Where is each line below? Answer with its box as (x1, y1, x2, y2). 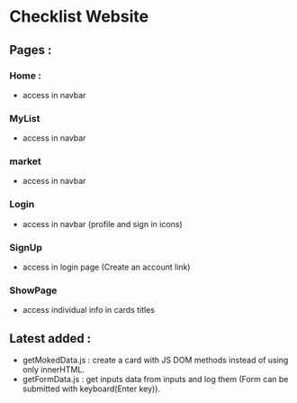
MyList (9, 112, 40, 124)
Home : (9, 69, 42, 82)
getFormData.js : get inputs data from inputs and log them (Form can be (22, 374, 289, 385)
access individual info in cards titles (22, 305, 156, 316)
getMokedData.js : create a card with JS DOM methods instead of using (22, 354, 289, 366)
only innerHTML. (22, 364, 85, 375)
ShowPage (9, 284, 58, 297)
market (9, 155, 42, 168)
